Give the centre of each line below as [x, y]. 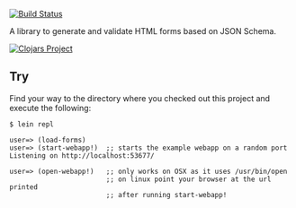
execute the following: [50, 108]
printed [24, 187]
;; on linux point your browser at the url [188, 179]
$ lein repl [31, 124]
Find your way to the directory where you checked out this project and [140, 98]
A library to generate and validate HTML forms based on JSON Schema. [143, 31]
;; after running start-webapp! [166, 195]
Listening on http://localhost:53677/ [82, 156]
